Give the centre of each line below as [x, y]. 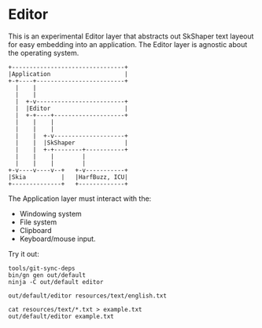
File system [38, 222]
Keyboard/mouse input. [57, 239]
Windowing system [51, 213]
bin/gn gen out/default [47, 275]
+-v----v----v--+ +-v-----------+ [68, 170]
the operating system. [44, 53]
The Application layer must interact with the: [80, 199]
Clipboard [35, 230]
